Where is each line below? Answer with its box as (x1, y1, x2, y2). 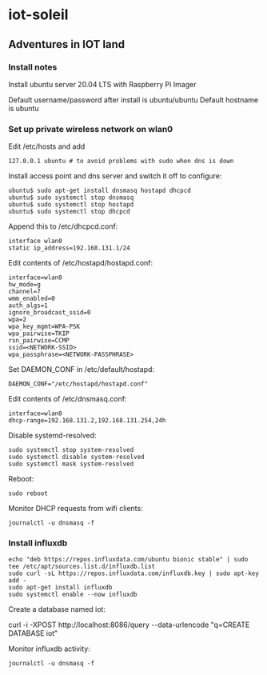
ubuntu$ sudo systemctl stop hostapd (8, 201, 134, 209)
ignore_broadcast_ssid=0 (8, 309, 91, 317)
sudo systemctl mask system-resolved (8, 460, 134, 469)
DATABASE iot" (8, 629, 58, 638)
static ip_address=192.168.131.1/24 (8, 244, 130, 253)
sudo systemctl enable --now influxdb (8, 590, 137, 599)
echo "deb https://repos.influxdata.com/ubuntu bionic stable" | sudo (8, 556, 249, 564)
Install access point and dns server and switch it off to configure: (8, 171, 222, 181)
